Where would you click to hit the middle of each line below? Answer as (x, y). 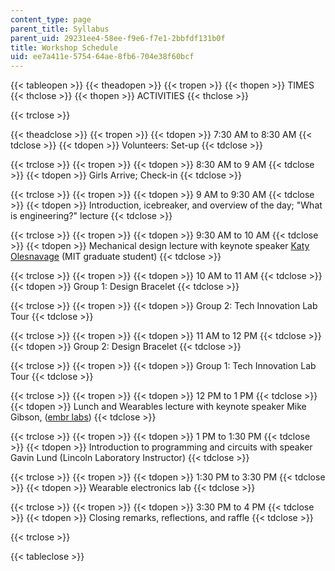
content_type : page (51, 19)
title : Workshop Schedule (64, 47)
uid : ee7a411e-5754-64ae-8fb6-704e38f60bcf (102, 57)
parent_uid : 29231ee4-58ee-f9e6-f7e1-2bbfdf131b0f (118, 38)
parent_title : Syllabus (60, 29)
